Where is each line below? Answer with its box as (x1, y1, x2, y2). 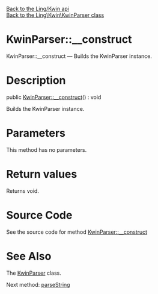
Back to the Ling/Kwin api (6, 5, 69, 12)
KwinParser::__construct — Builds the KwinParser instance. (6, 52, 152, 60)
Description (6, 73, 66, 87)
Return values (6, 167, 77, 181)
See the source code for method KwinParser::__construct (6, 228, 148, 236)
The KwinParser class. (6, 269, 61, 277)
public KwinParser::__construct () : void (6, 93, 102, 101)
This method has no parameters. (6, 146, 87, 153)
